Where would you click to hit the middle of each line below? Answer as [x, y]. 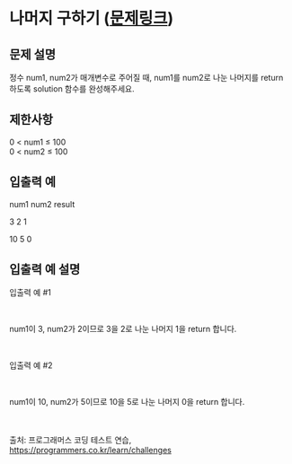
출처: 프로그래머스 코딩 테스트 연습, [71, 440]
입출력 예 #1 [30, 293]
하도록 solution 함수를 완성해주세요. [72, 89]
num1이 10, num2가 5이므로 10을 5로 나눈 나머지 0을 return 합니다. [127, 402]
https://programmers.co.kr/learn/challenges [91, 451]
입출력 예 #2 [31, 365]
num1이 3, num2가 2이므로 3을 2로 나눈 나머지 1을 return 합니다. [123, 329]
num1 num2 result [42, 204]
